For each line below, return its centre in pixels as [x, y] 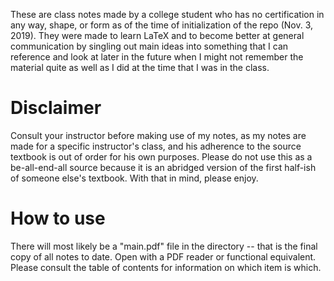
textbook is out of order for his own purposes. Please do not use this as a [161, 156]
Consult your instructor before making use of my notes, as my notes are [158, 135]
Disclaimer [56, 108]
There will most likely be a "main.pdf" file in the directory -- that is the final [164, 246]
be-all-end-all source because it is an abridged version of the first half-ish [163, 167]
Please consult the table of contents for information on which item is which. [166, 267]
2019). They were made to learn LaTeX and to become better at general [157, 35]
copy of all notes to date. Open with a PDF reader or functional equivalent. [163, 256]
